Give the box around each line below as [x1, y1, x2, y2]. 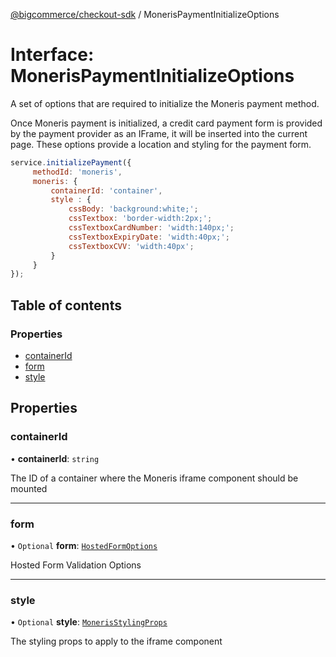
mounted [10, 482, 48, 494]
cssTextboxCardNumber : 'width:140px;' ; [68, 223, 235, 233]
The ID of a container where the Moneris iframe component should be [10, 472, 299, 484]
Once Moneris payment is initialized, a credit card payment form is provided [10, 117, 323, 129]
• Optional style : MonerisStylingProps [10, 616, 168, 628]
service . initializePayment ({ [10, 157, 132, 168]
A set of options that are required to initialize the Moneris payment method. [10, 97, 320, 109]
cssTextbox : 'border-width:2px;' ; [68, 214, 213, 224]
